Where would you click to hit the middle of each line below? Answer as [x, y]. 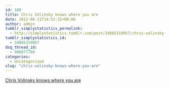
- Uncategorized [27, 61]
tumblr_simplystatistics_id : [36, 38]
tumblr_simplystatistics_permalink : [44, 29]
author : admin [20, 24]
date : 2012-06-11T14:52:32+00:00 [40, 19]
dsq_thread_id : [21, 47]
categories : [18, 57]
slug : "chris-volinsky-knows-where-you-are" [53, 66]
